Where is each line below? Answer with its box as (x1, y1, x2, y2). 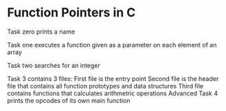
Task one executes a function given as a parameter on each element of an (7, 40, 217, 49)
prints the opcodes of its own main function (7, 96, 131, 104)
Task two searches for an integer (7, 61, 101, 69)
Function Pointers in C (7, 5, 136, 21)
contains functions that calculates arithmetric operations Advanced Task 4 (7, 89, 218, 97)
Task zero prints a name (7, 27, 76, 36)
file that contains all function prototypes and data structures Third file (7, 82, 204, 90)
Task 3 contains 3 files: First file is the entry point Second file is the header (7, 74, 219, 83)
